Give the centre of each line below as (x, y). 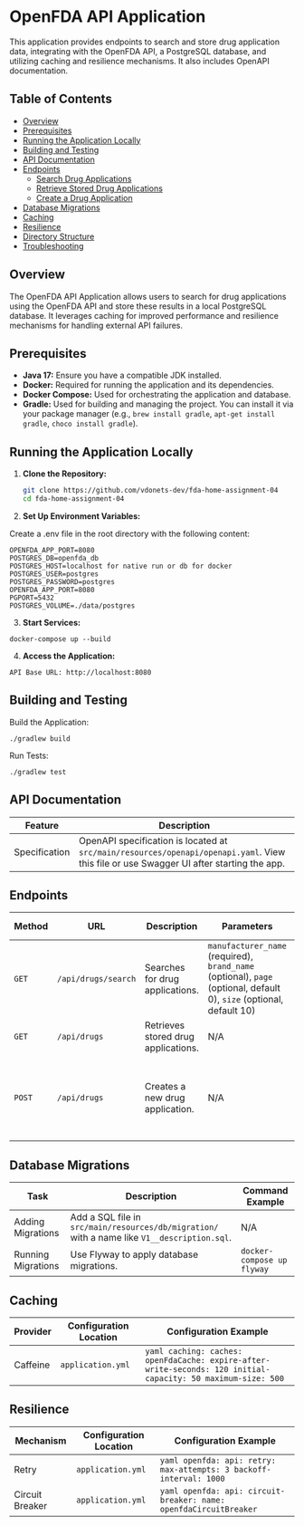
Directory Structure (58, 236)
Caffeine (32, 1365)
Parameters (247, 926)
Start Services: (52, 622)
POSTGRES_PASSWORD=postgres (62, 581)
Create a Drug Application (84, 197)
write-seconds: (177, 1369)
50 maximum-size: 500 (238, 1378)
